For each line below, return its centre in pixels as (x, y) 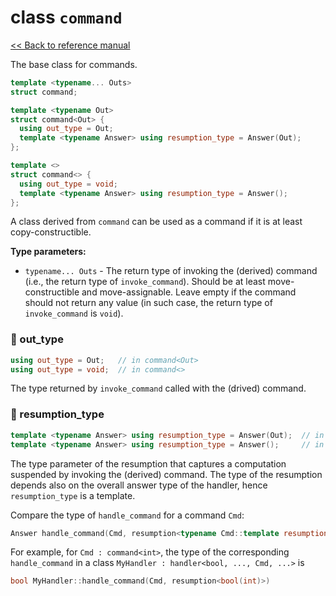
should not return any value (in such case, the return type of (148, 303)
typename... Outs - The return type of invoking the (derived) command (171, 271)
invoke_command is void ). (74, 313)
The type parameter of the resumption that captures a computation (148, 463)
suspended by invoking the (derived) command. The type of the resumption (166, 474)
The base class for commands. (74, 64)
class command (66, 17)
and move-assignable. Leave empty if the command (189, 292)
